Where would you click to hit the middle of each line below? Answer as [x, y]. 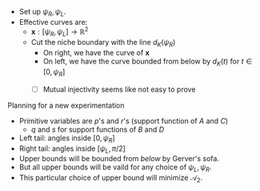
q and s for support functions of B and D [98, 129]
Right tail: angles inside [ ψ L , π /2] [72, 149]
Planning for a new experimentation [66, 105]
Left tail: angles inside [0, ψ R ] [67, 138]
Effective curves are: [53, 22]
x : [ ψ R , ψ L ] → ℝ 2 [60, 32]
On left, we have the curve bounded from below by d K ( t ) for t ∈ [148, 62]
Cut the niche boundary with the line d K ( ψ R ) [103, 43]
